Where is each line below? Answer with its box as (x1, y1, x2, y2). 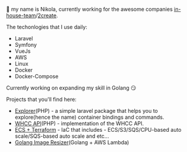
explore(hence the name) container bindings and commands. (14, 113, 164, 121)
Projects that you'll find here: (6, 96, 77, 103)
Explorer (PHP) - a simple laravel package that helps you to (14, 107, 159, 114)
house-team (6, 12, 36, 19)
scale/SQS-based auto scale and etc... (14, 132, 109, 140)
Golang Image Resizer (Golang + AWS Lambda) (14, 139, 129, 145)
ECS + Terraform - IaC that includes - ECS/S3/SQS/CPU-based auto (14, 126, 182, 133)
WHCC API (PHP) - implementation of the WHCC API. (14, 120, 144, 127)
